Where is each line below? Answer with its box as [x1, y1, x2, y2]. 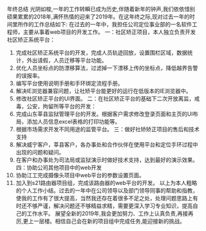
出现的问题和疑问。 [15, 149, 65, 156]
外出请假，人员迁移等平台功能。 [26, 57, 108, 64]
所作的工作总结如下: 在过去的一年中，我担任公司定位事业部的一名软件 [17, 21, 192, 28]
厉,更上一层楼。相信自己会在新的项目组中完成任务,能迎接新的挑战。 [15, 218, 185, 225]
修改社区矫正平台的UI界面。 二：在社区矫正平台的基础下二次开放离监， [15, 95, 194, 102]
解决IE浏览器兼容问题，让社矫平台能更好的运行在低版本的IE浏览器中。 [15, 88, 192, 94]
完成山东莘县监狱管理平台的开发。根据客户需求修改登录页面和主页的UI [15, 110, 193, 118]
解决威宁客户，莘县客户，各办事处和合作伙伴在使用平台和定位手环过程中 [15, 141, 198, 148]
